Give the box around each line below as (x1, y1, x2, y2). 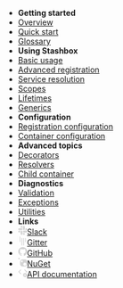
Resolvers (17, 160, 55, 169)
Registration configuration (17, 121, 114, 132)
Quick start (17, 27, 59, 37)
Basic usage (17, 55, 63, 65)
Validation (17, 187, 55, 198)
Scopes (17, 84, 46, 94)
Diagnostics (17, 178, 64, 188)
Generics (17, 103, 52, 112)
